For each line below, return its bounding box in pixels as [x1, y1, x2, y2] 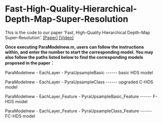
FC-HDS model [5, 113, 35, 119]
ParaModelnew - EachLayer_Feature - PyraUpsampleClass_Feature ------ [5, 108, 152, 114]
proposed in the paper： [5, 60, 55, 66]
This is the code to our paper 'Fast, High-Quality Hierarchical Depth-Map [5, 29, 150, 35]
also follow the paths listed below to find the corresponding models [5, 54, 144, 60]
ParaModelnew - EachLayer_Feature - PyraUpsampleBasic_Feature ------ [5, 93, 152, 99]
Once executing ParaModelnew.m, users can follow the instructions [5, 44, 144, 50]
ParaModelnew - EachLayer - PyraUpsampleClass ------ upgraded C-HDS [5, 79, 153, 85]
